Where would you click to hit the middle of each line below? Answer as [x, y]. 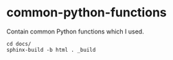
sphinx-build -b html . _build [51, 50]
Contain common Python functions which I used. [76, 31]
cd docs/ [19, 44]
